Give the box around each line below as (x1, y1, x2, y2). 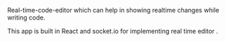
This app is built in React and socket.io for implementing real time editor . (7, 27, 219, 35)
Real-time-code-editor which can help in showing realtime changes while (7, 6, 220, 14)
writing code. (7, 13, 46, 22)
